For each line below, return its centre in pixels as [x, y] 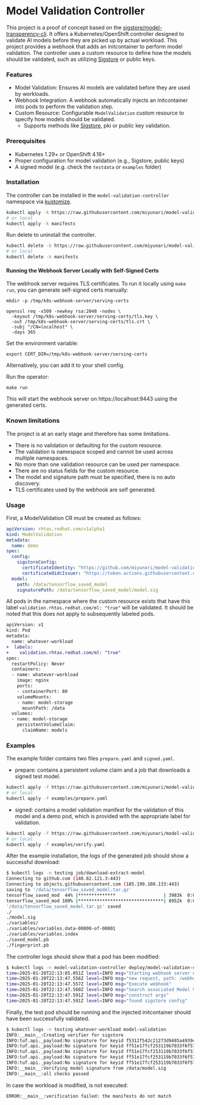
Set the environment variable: [42, 343]
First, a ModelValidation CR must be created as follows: [74, 518]
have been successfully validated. [48, 1019]
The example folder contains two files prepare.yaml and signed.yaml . [90, 759]
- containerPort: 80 [42, 691]
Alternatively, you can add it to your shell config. [65, 366]
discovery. [27, 483]
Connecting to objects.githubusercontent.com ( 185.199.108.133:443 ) [93, 884]
